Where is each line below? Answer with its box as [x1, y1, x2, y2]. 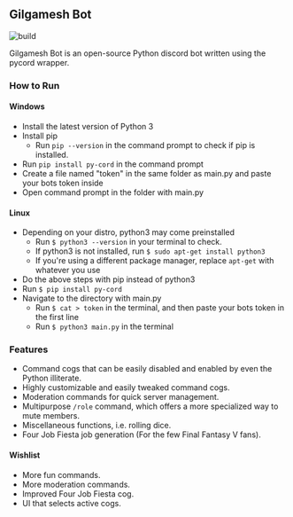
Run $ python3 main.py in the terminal [35, 321, 174, 332]
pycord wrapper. [9, 57, 70, 67]
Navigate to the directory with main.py [21, 293, 162, 304]
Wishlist [9, 450, 41, 460]
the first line [35, 312, 80, 323]
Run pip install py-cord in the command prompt [21, 159, 204, 169]
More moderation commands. [21, 479, 131, 490]
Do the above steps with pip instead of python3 [21, 274, 196, 285]
